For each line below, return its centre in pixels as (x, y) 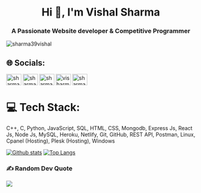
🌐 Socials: (26, 63)
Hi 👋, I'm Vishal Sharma (101, 12)
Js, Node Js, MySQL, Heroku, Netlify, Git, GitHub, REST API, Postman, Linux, (101, 135)
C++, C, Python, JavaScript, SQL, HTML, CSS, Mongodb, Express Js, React (100, 128)
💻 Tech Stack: (43, 108)
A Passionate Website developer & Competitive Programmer (101, 31)
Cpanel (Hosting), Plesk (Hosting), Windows (61, 141)
